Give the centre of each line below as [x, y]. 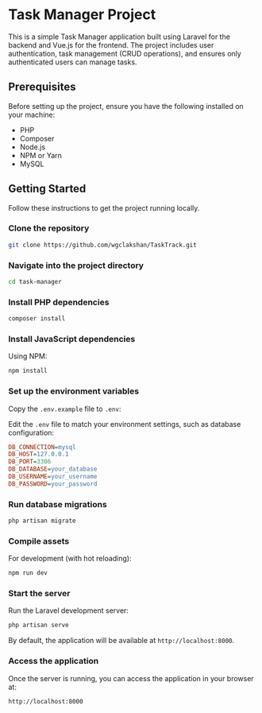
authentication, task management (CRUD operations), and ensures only [125, 53]
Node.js [33, 147]
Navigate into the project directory [76, 265]
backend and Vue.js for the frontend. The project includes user [111, 45]
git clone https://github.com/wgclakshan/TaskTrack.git [102, 245]
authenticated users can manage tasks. [73, 62]
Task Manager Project [82, 15]
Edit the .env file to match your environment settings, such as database [125, 424]
